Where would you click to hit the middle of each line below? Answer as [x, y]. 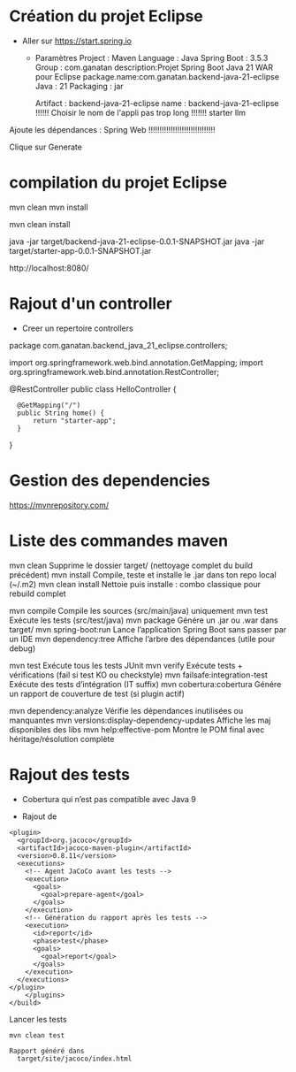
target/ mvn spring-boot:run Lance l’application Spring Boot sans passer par [148, 629]
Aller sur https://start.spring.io [77, 41]
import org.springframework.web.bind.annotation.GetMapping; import [136, 362]
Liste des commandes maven [118, 540]
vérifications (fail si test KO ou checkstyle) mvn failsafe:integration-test [138, 675]
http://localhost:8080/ [49, 268]
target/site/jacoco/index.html [75, 1059]
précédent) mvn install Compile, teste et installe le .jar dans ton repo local [143, 574]
